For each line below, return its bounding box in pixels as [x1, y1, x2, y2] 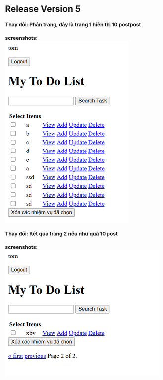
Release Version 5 [5, 3, 81, 15]
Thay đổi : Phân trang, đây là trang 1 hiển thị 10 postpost [5, 21, 141, 28]
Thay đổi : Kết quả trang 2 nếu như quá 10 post [5, 230, 118, 237]
